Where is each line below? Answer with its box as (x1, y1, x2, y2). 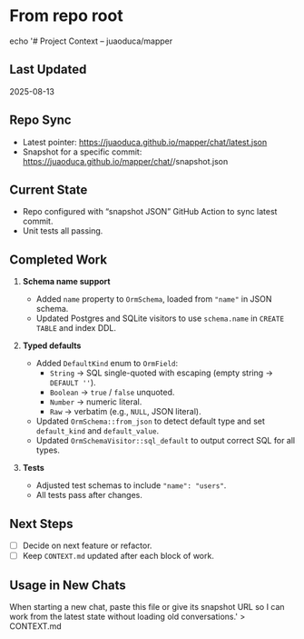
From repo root (9, 5, 124, 26)
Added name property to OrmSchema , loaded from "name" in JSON (35, 294, 272, 305)
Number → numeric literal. (49, 396, 142, 407)
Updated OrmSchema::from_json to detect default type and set (35, 415, 266, 427)
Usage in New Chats (9, 577, 126, 593)
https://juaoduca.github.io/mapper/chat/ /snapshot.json (22, 155, 229, 166)
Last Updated (9, 62, 87, 77)
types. (35, 444, 61, 455)
